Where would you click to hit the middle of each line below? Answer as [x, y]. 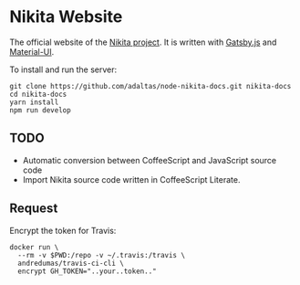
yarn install [34, 102]
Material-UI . [32, 51]
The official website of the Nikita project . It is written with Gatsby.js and [143, 42]
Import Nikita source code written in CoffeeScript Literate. [131, 179]
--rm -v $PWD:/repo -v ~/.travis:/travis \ [101, 255]
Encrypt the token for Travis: [63, 230]
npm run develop [40, 110]
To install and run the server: [63, 69]
